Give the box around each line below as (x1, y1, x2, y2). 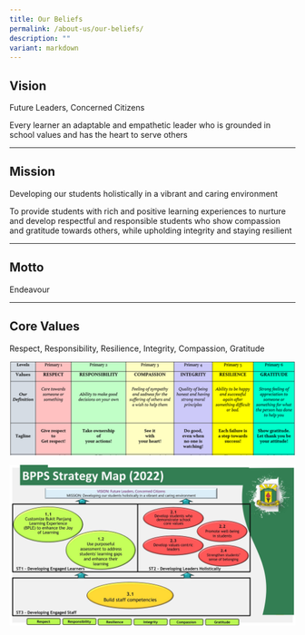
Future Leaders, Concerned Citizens (9, 103, 145, 113)
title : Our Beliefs (9, 15, 84, 24)
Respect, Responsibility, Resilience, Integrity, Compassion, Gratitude (9, 343, 265, 354)
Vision (9, 78, 47, 93)
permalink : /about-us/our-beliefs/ (9, 24, 144, 34)
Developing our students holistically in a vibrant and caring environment (9, 188, 279, 199)
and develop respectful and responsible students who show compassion (9, 215, 281, 226)
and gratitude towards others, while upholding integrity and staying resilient (9, 225, 292, 236)
